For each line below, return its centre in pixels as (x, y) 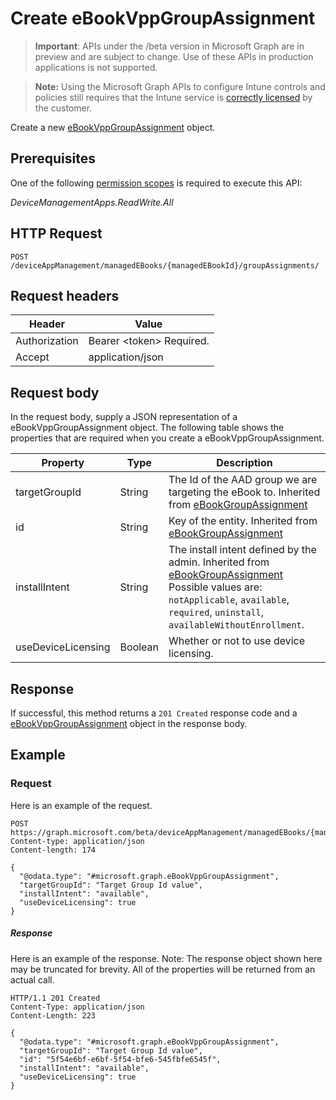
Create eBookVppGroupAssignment (163, 18)
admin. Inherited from (219, 562)
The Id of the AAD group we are (243, 480)
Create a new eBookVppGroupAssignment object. (113, 127)
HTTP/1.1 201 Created (55, 998)
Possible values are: (215, 587)
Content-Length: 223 (53, 1015)
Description (244, 463)
